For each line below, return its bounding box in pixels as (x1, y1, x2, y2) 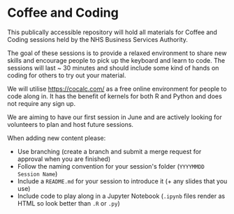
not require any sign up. (7, 99, 75, 107)
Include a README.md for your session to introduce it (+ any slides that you (17, 176, 228, 185)
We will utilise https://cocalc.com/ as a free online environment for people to (7, 84, 227, 93)
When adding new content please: (7, 134, 106, 142)
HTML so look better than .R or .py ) (17, 199, 120, 207)
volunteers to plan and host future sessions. (7, 120, 134, 128)
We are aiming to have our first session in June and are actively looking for (7, 113, 222, 121)
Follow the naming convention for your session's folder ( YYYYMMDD (17, 162, 205, 170)
